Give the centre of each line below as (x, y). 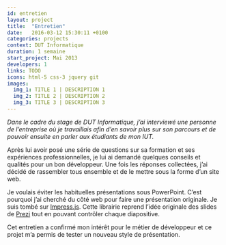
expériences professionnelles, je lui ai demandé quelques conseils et (104, 157)
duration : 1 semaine (37, 52)
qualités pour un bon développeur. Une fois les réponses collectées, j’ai (108, 164)
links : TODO (24, 70)
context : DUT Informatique (45, 45)
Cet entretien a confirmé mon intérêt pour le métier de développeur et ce (110, 227)
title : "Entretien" (37, 26)
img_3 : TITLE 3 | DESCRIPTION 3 (59, 103)
